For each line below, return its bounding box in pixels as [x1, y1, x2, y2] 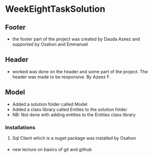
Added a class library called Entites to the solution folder [12, 106, 127, 112]
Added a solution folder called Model [12, 101, 88, 107]
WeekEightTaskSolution [5, 3, 106, 15]
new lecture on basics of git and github [12, 146, 92, 152]
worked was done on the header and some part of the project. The [12, 68, 148, 74]
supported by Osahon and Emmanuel [12, 41, 88, 47]
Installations [5, 124, 36, 131]
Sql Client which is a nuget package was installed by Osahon [12, 135, 136, 141]
